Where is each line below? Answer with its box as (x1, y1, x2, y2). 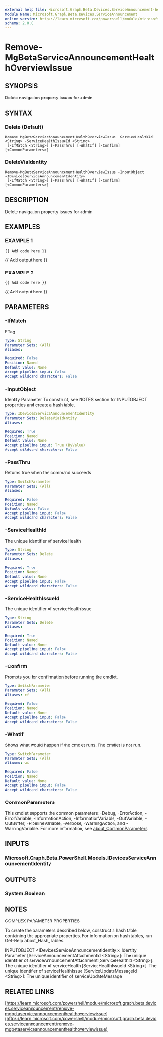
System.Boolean (5, 890, 45, 897)
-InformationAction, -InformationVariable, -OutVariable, (33, 815, 144, 821)
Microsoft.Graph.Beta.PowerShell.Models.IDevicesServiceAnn (5, 854, 157, 861)
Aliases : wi (5, 761, 29, 765)
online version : (5, 16, 38, 21)
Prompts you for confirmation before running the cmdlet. (5, 674, 118, 680)
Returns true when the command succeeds (5, 470, 91, 476)
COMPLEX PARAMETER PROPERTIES (5, 918, 80, 924)
